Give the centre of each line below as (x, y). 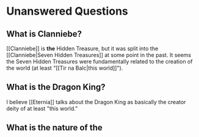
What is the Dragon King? (56, 87)
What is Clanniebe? (44, 34)
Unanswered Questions (67, 11)
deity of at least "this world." (42, 108)
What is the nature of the (54, 128)
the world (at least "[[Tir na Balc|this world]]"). (65, 68)
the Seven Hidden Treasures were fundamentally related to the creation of (99, 61)
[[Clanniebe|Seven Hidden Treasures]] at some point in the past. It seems (99, 55)
